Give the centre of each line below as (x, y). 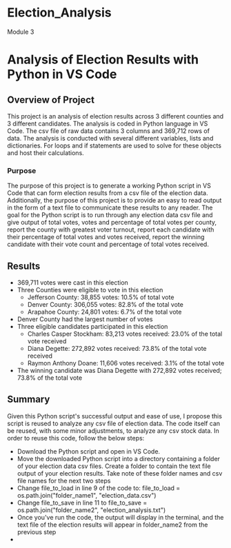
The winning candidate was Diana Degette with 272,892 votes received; (119, 371)
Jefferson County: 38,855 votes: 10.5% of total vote (101, 297)
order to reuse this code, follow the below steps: (76, 438)
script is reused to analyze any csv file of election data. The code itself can (114, 423)
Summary (29, 399)
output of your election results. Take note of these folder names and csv (120, 473)
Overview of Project (51, 100)
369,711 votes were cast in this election (73, 283)
